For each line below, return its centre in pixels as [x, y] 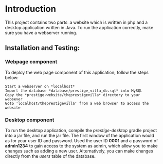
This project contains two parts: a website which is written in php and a [76, 22]
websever [14, 99]
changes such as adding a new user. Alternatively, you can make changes [79, 151]
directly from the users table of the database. [50, 156]
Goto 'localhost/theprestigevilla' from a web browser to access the [77, 103]
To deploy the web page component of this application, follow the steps [77, 72]
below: [12, 77]
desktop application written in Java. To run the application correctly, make [79, 27]
